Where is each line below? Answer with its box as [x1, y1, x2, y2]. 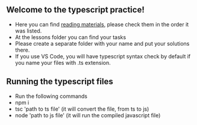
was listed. [14, 27, 42, 34]
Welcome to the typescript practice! [6, 5, 145, 15]
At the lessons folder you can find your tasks [14, 33, 127, 41]
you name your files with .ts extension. [14, 59, 111, 66]
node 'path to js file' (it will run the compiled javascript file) [14, 111, 161, 119]
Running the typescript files [6, 76, 113, 87]
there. [14, 46, 30, 53]
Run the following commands [14, 93, 87, 100]
